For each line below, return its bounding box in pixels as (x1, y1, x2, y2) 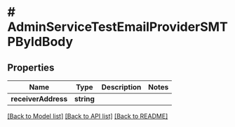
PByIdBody (7, 34, 74, 50)
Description (101, 82, 142, 91)
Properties (7, 61, 55, 73)
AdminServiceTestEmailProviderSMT (7, 19, 228, 35)
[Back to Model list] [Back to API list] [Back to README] (7, 112, 168, 120)
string (74, 94, 95, 103)
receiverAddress (11, 94, 68, 103)
